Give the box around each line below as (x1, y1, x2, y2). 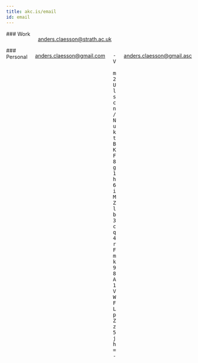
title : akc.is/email (6, 8, 57, 15)
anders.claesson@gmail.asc (123, 52, 192, 59)
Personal (6, 53, 28, 60)
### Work (6, 30, 31, 37)
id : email (6, 14, 31, 20)
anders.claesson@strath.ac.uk (38, 35, 112, 42)
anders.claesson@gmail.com (35, 52, 105, 59)
